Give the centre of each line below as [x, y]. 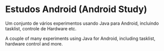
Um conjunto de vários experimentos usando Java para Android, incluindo [82, 23]
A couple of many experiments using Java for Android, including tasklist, [80, 38]
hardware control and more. [34, 43]
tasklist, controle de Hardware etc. [41, 28]
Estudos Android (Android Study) [76, 9]
